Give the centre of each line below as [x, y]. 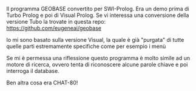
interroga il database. [33, 71]
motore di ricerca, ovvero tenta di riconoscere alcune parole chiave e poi [97, 64]
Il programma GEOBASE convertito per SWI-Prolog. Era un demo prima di [98, 9]
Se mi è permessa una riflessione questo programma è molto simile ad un [98, 58]
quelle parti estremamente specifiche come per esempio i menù [86, 46]
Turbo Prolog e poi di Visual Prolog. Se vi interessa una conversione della [98, 15]
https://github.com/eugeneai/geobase [54, 28]
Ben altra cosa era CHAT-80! [42, 83]
